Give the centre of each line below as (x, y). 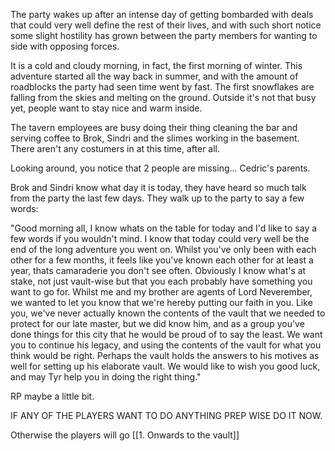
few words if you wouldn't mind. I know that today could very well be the (160, 238)
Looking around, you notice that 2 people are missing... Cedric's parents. (160, 168)
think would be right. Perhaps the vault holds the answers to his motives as (165, 355)
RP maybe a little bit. (52, 396)
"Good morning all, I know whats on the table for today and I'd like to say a (164, 228)
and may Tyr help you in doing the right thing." (106, 377)
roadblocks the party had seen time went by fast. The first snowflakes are (162, 87)
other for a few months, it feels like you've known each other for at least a (162, 260)
